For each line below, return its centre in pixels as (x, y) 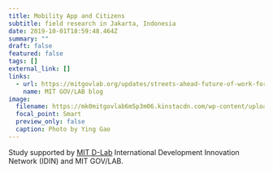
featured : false (36, 54)
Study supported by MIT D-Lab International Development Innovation (124, 152)
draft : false (30, 46)
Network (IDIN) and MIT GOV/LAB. (66, 161)
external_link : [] (39, 69)
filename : (32, 106)
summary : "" (28, 39)
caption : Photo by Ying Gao (63, 129)
